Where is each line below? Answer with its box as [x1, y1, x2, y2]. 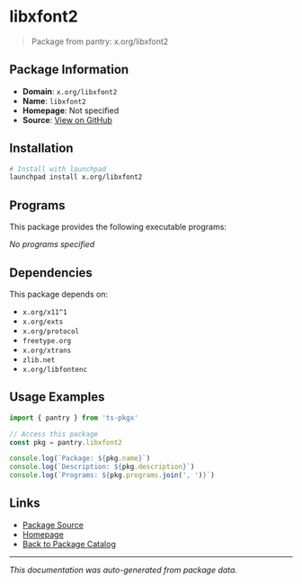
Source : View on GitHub [22, 114, 112, 125]
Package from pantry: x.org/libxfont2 [31, 36, 169, 47]
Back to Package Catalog [22, 538, 117, 549]
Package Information [9, 62, 129, 77]
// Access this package [9, 429, 99, 438]
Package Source [22, 519, 84, 530]
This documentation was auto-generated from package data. [9, 564, 238, 575]
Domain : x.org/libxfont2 [22, 85, 118, 96]
